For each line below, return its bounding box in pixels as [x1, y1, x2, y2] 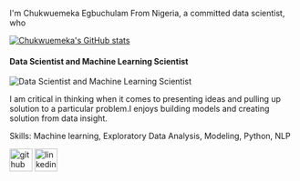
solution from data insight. [9, 113, 108, 124]
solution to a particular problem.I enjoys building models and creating [9, 104, 270, 115]
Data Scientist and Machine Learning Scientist [9, 55, 189, 66]
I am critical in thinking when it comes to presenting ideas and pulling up [9, 94, 281, 105]
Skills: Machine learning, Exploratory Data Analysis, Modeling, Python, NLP [9, 131, 291, 142]
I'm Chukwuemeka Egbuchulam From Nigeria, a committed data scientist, [9, 8, 285, 18]
